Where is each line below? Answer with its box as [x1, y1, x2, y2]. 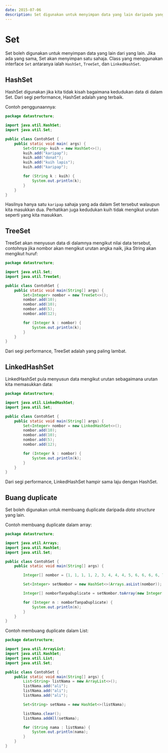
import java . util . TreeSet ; [5, 274, 61, 279]
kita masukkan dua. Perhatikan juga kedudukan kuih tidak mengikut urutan [5, 207, 159, 213]
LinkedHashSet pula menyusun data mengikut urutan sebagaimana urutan [5, 376, 158, 382]
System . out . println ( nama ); [31, 729, 88, 734]
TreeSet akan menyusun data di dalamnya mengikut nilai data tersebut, [5, 240, 151, 246]
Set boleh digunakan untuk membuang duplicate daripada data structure [5, 507, 155, 513]
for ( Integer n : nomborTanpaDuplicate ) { [23, 600, 113, 605]
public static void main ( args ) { [14, 141, 86, 146]
